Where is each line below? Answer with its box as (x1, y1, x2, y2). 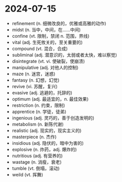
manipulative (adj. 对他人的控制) (12, 64, 79, 71)
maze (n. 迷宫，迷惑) (12, 71, 56, 77)
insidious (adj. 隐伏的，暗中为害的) (12, 140, 84, 146)
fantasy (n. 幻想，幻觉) (12, 77, 60, 83)
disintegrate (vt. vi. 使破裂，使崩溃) (12, 58, 85, 64)
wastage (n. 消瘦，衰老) (12, 159, 62, 165)
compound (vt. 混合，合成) (12, 45, 68, 51)
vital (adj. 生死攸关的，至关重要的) (12, 39, 83, 45)
